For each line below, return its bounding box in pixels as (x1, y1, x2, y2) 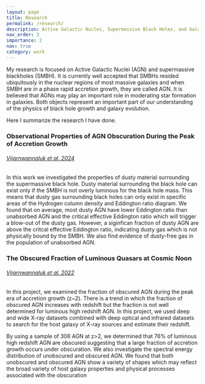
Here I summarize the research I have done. (6, 116, 117, 124)
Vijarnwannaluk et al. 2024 (6, 154, 75, 162)
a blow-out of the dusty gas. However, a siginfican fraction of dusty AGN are (6, 219, 200, 227)
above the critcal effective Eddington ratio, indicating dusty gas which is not (6, 225, 197, 233)
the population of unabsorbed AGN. (6, 238, 96, 246)
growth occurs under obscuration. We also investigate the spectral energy (6, 345, 193, 353)
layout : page (6, 9, 40, 15)
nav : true (6, 43, 32, 50)
